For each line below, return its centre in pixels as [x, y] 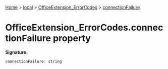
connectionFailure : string [34, 61]
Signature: [16, 52]
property [72, 39]
